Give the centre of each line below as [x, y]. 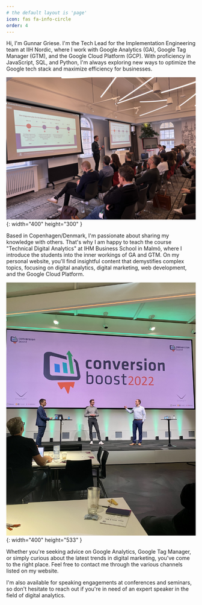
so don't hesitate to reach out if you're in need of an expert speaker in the [98, 589]
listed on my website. [32, 571]
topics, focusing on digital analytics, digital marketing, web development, [96, 268]
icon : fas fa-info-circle [38, 19]
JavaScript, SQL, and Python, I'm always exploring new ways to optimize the [101, 63]
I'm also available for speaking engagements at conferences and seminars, [99, 583]
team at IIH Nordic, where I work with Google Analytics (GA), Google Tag [96, 50]
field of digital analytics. [36, 595]
